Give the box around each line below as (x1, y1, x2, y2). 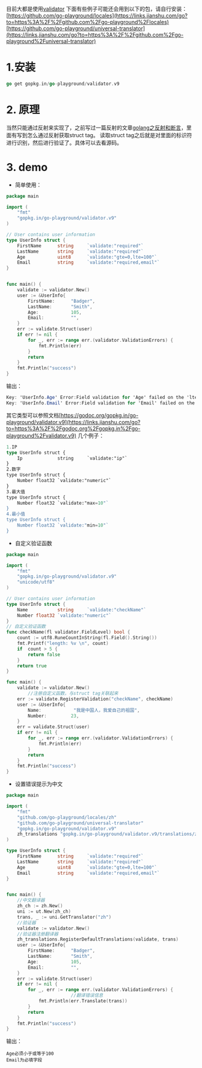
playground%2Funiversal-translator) (6, 38, 96, 45)
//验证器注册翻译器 (17, 931, 59, 937)
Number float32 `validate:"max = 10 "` (17, 500, 109, 506)
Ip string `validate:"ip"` (17, 455, 128, 461)
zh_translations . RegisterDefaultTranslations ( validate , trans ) (17, 936, 179, 943)
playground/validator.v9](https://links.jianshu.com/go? (6, 418, 141, 425)
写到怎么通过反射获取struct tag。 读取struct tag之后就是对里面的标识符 (16, 131, 192, 138)
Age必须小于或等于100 (6, 1051, 54, 1057)
